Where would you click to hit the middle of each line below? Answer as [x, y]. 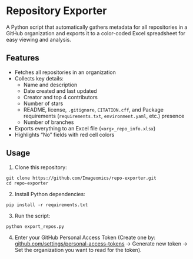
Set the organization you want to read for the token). [78, 250]
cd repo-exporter [27, 183]
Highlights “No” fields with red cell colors [64, 134]
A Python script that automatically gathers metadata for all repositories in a [97, 27]
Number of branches [49, 122]
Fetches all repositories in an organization [65, 72]
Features [23, 58]
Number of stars [43, 103]
